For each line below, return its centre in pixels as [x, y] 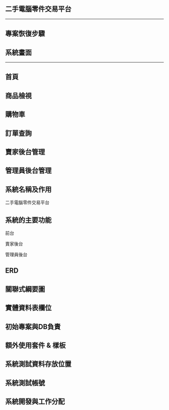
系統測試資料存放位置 [38, 364]
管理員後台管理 [28, 171]
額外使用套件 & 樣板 [36, 345]
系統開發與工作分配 [35, 402]
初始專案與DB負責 [33, 326]
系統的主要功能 [28, 220]
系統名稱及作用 [28, 189]
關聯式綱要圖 [25, 289]
